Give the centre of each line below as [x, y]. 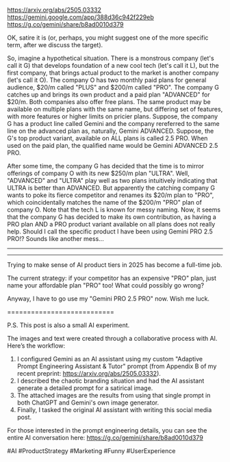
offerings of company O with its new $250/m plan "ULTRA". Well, [99, 173]
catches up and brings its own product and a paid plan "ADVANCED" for [108, 94]
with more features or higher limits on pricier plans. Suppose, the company [113, 116]
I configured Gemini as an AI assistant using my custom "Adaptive [110, 359]
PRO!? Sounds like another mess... [55, 239]
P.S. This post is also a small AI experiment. [68, 325]
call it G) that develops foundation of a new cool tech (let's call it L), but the [113, 65]
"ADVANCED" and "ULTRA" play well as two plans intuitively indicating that [112, 180]
